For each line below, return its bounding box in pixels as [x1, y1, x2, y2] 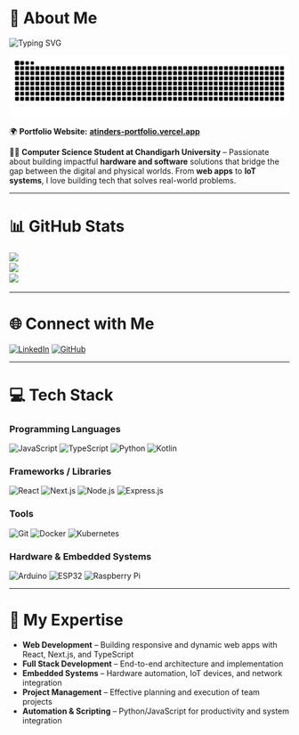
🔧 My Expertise [9, 610, 124, 631]
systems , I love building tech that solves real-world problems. [9, 175, 237, 185]
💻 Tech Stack [9, 385, 114, 404]
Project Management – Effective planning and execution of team [21, 686, 261, 698]
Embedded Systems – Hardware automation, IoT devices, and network [21, 667, 283, 678]
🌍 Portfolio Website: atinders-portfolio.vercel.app [9, 126, 200, 136]
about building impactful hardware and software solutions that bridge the [9, 156, 280, 167]
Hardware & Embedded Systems [9, 550, 152, 562]
